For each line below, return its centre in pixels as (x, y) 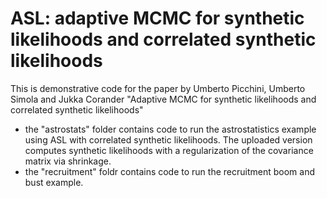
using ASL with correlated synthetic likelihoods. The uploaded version (168, 139)
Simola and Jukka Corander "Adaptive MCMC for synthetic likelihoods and (163, 99)
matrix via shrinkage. (68, 161)
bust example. (54, 182)
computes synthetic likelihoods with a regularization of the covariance (169, 150)
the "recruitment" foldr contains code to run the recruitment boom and (169, 171)
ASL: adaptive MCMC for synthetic (157, 18)
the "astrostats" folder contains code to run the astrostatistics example (170, 129)
